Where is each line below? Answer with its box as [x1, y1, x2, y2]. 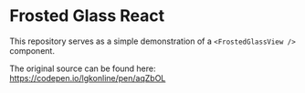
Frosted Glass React [9, 5, 165, 26]
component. [9, 45, 55, 56]
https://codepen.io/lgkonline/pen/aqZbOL [9, 72, 166, 83]
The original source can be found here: [9, 63, 157, 74]
